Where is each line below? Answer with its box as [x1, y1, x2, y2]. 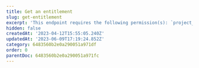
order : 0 [6, 47, 28, 53]
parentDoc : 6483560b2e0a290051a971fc [6, 53, 99, 59]
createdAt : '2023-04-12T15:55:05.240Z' [6, 31, 105, 37]
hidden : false [6, 25, 41, 31]
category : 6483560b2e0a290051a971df [6, 42, 97, 48]
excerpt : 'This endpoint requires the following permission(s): [6, 20, 168, 25]
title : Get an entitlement [6, 8, 73, 15]
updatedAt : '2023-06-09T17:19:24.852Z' [6, 36, 105, 42]
